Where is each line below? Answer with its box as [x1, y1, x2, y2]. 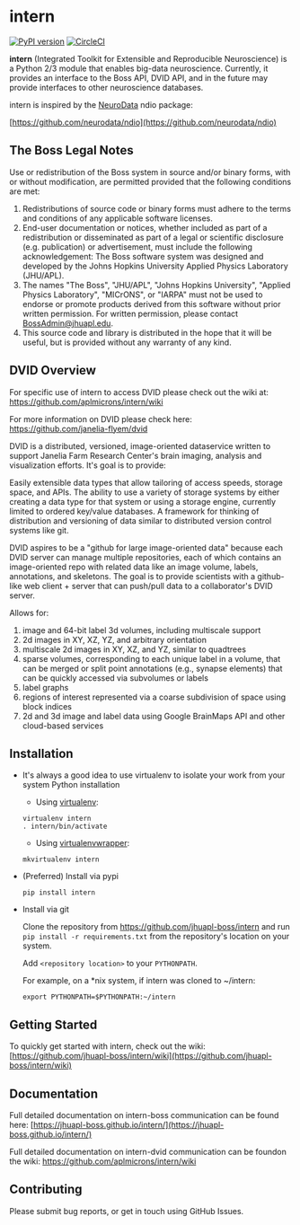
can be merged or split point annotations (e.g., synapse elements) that [22, 663, 283, 674]
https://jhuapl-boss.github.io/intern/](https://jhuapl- [32, 1120, 225, 1130]
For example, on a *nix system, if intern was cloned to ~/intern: [22, 975, 256, 986]
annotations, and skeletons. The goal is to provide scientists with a [9, 570, 256, 581]
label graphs [22, 682, 69, 692]
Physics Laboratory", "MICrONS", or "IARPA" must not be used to [22, 289, 263, 300]
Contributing [9, 1182, 83, 1197]
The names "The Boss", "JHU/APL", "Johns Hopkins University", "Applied [22, 279, 291, 290]
